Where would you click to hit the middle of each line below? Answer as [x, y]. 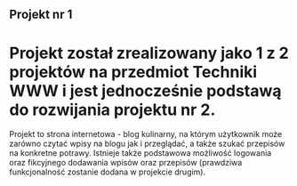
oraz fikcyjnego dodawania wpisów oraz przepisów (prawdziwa [126, 163]
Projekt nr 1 [41, 15]
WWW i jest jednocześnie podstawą [145, 90]
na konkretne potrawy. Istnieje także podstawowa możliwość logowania [140, 153]
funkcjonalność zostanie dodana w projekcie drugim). [108, 172]
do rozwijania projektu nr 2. [112, 109]
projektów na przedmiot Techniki [133, 72]
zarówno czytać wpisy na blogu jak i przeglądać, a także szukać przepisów [147, 144]
